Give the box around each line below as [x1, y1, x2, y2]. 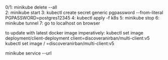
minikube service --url [5, 50, 52, 56]
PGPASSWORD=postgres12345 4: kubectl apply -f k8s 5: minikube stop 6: [5, 15, 160, 20]
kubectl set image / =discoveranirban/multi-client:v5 [5, 40, 115, 46]
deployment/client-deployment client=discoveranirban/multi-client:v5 [5, 35, 150, 41]
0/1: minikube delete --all [5, 4, 57, 10]
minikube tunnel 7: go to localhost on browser [5, 20, 100, 26]
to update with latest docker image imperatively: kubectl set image [5, 30, 144, 35]
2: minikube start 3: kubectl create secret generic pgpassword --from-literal [5, 9, 163, 15]
